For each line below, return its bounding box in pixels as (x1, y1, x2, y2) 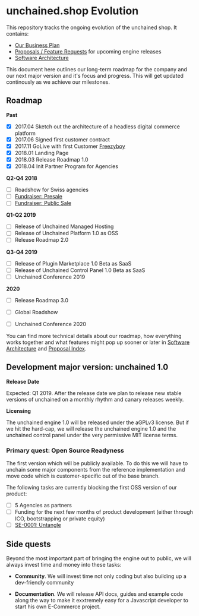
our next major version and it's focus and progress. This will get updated (6, 72, 184, 79)
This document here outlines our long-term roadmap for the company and (6, 65, 187, 72)
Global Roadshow (14, 308, 58, 315)
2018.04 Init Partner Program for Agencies (14, 163, 119, 170)
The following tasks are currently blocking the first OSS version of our (6, 484, 177, 491)
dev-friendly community (14, 579, 74, 586)
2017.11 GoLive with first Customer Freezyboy (14, 143, 126, 150)
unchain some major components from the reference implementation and (6, 466, 185, 473)
